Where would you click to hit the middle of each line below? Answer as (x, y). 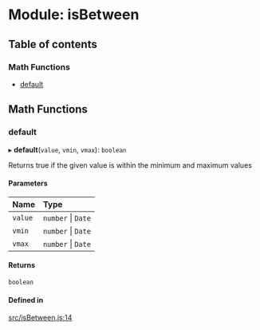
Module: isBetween (74, 15)
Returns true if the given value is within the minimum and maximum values (130, 165)
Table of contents (53, 44)
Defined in (26, 300)
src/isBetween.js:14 (40, 318)
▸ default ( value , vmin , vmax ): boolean (67, 149)
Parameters (28, 183)
